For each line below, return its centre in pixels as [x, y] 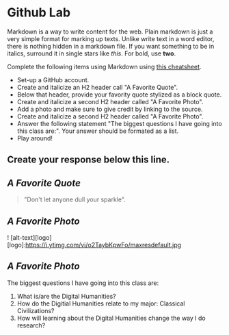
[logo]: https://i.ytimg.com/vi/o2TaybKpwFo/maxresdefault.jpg [94, 245]
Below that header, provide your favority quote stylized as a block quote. [119, 95]
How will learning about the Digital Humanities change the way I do [111, 318]
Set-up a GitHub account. [53, 79]
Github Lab [39, 13]
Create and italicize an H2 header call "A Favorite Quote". [97, 87]
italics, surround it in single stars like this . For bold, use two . [92, 53]
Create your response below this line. [89, 160]
